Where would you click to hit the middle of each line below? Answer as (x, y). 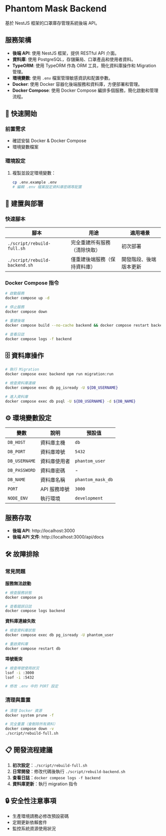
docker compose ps (24, 597)
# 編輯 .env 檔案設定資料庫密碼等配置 (47, 187)
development (89, 498)
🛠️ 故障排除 (22, 554)
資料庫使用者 (55, 461)
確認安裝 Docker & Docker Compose (49, 141)
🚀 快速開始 (21, 114)
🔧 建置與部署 (24, 203)
